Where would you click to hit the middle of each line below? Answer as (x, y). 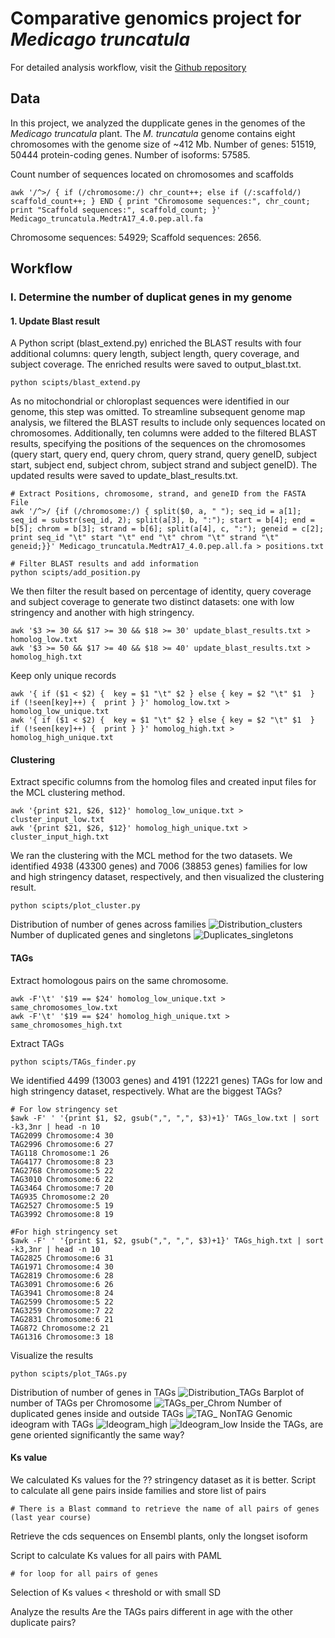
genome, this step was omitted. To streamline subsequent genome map (158, 412)
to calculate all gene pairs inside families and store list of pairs (138, 1490)
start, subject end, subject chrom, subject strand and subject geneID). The (164, 465)
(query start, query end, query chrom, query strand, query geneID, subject (164, 454)
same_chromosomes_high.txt (66, 1025)
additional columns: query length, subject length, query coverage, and (155, 354)
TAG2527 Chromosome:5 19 (62, 1205)
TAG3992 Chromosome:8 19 (62, 1214)
